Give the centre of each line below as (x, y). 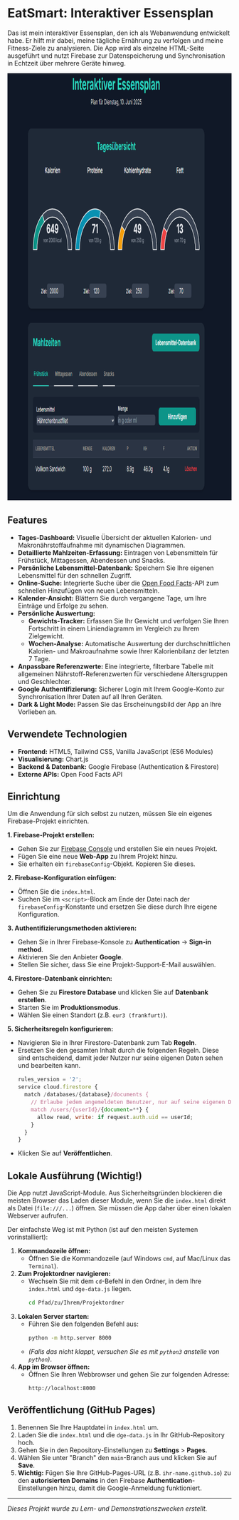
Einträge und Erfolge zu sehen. (63, 606)
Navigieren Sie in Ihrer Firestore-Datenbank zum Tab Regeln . (107, 1043)
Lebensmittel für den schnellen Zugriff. (74, 575)
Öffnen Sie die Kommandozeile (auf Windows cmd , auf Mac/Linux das (129, 1259)
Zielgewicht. (46, 636)
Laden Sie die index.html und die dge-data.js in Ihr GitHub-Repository (121, 1434)
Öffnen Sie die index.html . (57, 892)
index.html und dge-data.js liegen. (80, 1289)
